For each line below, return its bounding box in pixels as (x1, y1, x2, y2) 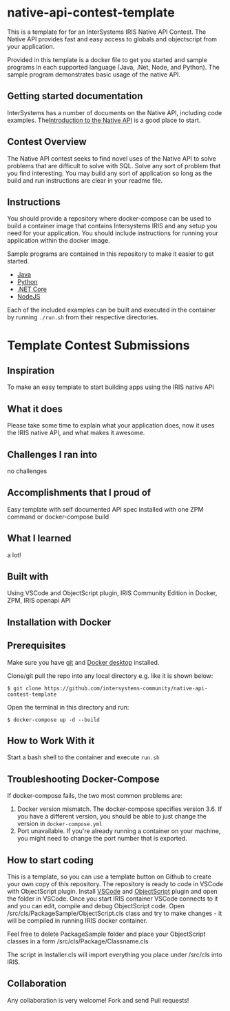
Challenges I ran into (7, 448, 98, 460)
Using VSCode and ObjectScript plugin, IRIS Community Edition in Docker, (7, 589, 218, 597)
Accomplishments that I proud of (7, 487, 151, 499)
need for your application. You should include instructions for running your (7, 229, 218, 237)
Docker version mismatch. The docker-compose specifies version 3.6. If (17, 805, 222, 813)
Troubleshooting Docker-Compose (7, 773, 160, 785)
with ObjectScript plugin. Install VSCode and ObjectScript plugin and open (7, 888, 218, 896)
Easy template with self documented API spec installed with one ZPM (7, 505, 204, 513)
